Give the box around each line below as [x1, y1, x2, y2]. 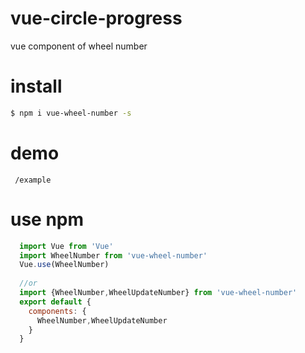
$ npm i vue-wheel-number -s [10, 108, 132, 118]
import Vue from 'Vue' [19, 241, 114, 251]
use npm [10, 208, 85, 231]
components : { [28, 306, 87, 316]
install [10, 75, 63, 98]
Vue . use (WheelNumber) [19, 260, 110, 270]
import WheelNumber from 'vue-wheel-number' [19, 250, 208, 261]
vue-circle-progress [10, 7, 183, 30]
